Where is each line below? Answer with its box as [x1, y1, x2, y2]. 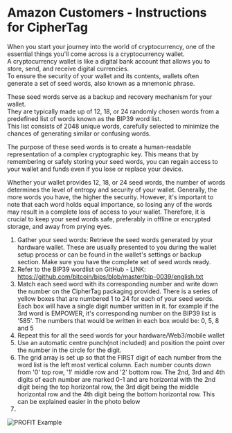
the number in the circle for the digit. [17, 346, 122, 354]
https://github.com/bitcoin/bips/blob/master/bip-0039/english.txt [17, 272, 204, 281]
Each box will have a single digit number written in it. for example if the [17, 302, 220, 310]
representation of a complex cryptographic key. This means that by [7, 150, 199, 158]
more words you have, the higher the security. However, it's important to [7, 192, 214, 201]
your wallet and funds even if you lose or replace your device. [7, 165, 184, 173]
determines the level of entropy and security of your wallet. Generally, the [7, 185, 217, 194]
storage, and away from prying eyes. [7, 222, 112, 230]
